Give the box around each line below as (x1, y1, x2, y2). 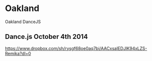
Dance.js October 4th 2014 (5, 33, 88, 41)
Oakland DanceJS (5, 19, 41, 24)
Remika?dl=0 (5, 50, 31, 56)
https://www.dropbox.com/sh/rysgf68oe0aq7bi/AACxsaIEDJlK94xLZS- (5, 45, 148, 51)
